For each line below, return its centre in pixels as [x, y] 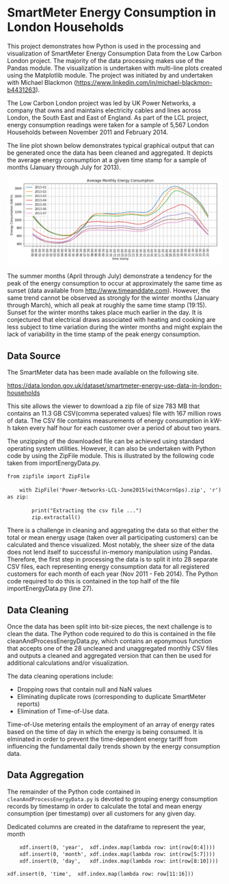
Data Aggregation [45, 775]
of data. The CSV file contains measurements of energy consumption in [108, 421]
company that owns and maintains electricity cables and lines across [104, 110]
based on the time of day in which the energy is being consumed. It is [105, 731]
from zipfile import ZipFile [49, 477]
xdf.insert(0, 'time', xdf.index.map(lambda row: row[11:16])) [100, 874]
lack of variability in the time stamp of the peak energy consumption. [104, 334]
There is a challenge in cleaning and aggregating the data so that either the [113, 530]
